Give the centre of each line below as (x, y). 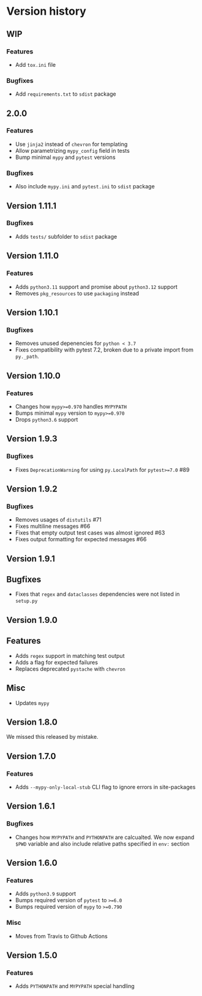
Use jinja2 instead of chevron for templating (71, 144)
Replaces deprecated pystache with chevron (70, 669)
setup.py (26, 601)
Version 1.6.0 (32, 863)
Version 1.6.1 (31, 806)
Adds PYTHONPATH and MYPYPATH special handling (75, 986)
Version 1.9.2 (32, 489)
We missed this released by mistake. (52, 737)
